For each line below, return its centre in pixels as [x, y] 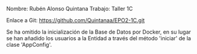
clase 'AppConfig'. [29, 45]
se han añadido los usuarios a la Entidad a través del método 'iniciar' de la [99, 38]
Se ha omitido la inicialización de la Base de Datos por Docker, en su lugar [99, 32]
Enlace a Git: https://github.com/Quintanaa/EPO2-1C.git [75, 20]
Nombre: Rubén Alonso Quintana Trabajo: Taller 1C [70, 9]
